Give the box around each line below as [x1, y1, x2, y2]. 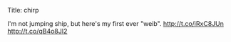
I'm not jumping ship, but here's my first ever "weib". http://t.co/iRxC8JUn [7, 20, 225, 27]
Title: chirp [7, 6, 39, 14]
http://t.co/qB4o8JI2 [7, 27, 68, 35]
